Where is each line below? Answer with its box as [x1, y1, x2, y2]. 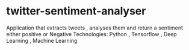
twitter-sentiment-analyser [6, 4, 146, 18]
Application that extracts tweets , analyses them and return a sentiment [6, 24, 184, 31]
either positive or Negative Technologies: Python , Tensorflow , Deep [6, 30, 178, 37]
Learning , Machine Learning [6, 37, 78, 44]
